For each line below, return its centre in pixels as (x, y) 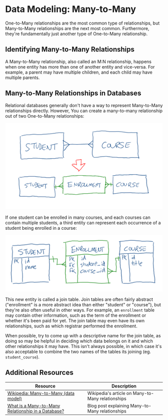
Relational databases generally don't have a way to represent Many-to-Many (84, 105)
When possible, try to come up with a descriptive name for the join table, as (83, 335)
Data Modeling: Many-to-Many (71, 9)
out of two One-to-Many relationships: (45, 116)
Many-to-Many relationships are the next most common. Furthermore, (77, 28)
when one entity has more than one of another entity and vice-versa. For (80, 67)
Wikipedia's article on (109, 393)
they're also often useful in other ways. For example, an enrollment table (80, 310)
